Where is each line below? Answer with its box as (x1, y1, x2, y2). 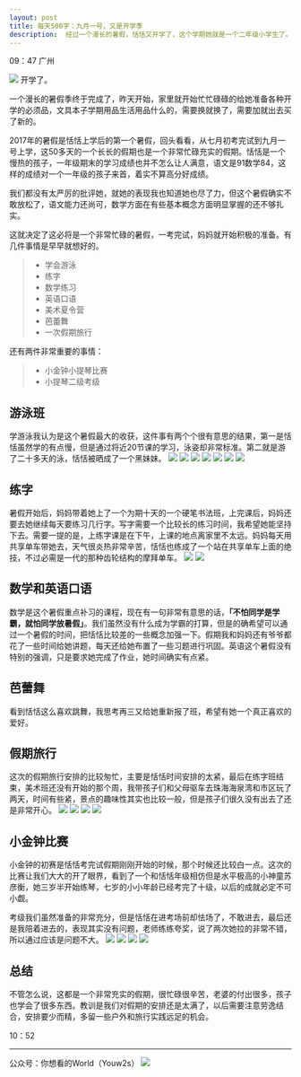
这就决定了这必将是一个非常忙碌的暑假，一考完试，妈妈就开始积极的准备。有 (9, 230, 292, 241)
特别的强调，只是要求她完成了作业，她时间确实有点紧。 (9, 652, 213, 662)
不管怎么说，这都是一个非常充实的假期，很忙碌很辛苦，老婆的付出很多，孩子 (9, 989, 292, 1000)
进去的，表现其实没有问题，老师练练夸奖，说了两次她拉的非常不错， (39, 924, 292, 934)
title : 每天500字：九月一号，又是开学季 (9, 22, 143, 31)
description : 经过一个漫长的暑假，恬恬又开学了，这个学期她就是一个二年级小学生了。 (9, 30, 293, 39)
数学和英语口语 (9, 581, 92, 597)
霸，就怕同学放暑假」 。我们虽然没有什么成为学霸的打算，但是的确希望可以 (9, 617, 280, 628)
